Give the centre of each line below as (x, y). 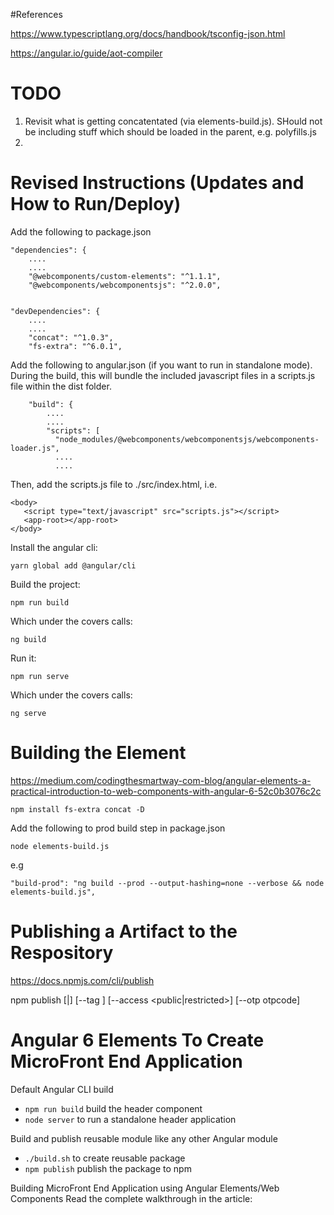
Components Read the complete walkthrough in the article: (131, 1198)
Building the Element (98, 753)
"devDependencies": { (55, 311)
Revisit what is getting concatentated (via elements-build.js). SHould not (173, 121)
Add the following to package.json (81, 231)
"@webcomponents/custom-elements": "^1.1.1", (125, 276)
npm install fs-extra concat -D (77, 809)
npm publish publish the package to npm (108, 1168)
